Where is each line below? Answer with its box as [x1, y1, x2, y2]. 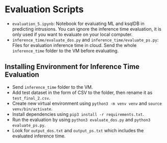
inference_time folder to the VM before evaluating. [12, 47, 119, 54]
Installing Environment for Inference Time [5, 62, 140, 71]
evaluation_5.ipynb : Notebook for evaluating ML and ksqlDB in [12, 20, 145, 27]
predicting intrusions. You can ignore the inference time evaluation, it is [12, 26, 161, 32]
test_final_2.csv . [12, 94, 50, 101]
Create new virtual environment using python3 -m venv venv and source [12, 100, 162, 106]
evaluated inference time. [12, 133, 66, 139]
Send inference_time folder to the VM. [12, 84, 93, 90]
